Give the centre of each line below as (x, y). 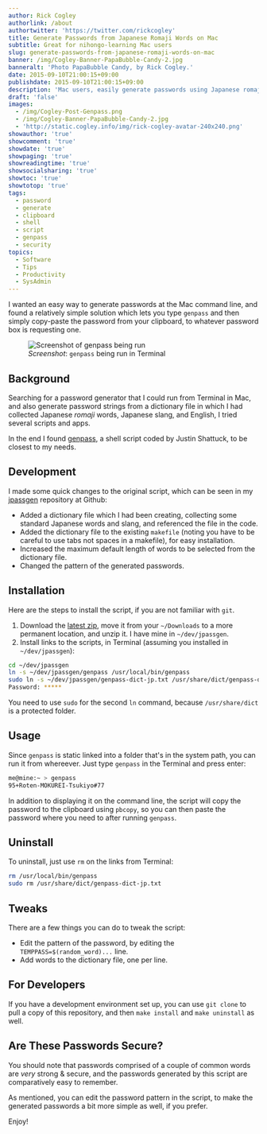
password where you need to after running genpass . (93, 817)
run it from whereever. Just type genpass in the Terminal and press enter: (127, 763)
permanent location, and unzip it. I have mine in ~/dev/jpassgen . (124, 634)
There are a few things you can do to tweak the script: (97, 928)
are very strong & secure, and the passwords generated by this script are (128, 1074)
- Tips (26, 267)
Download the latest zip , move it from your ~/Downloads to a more (126, 625)
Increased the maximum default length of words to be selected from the (137, 549)
